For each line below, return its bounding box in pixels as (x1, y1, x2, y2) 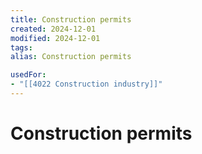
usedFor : (10, 70, 47, 80)
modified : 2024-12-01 (10, 33, 101, 43)
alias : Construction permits (10, 52, 132, 62)
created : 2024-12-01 (10, 24, 97, 34)
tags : (10, 42, 33, 53)
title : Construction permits (10, 14, 132, 25)
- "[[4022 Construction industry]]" (10, 79, 163, 90)
